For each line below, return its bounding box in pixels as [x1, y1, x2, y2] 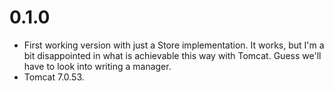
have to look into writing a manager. [23, 60, 172, 72]
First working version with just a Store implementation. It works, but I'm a [23, 39, 325, 51]
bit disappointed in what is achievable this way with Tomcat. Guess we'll [23, 49, 322, 61]
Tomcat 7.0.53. [23, 71, 85, 83]
